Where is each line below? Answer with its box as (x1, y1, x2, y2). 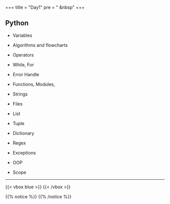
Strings (12, 91, 28, 97)
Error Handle (12, 71, 39, 77)
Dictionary (12, 130, 34, 136)
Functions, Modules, (12, 81, 56, 87)
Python (5, 19, 29, 27)
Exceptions (12, 149, 36, 156)
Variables (12, 32, 32, 38)
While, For (12, 62, 34, 68)
